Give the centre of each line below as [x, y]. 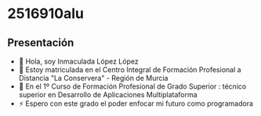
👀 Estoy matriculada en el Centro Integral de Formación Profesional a [130, 70]
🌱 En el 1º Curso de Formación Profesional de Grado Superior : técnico [132, 86]
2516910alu [45, 14]
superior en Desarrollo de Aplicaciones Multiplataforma [108, 94]
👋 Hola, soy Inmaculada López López [78, 61]
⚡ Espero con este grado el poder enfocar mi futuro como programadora [136, 103]
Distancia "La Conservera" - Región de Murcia [93, 78]
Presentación [41, 43]
